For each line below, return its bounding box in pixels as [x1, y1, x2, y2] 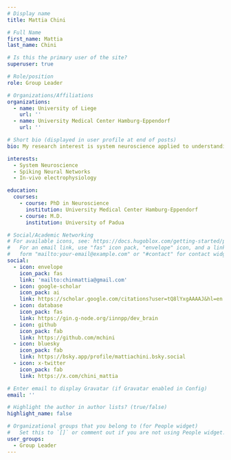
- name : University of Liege [13, 105, 97, 112]
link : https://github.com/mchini [19, 334, 115, 341]
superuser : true [7, 61, 54, 68]
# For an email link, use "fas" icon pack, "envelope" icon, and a [7, 244, 211, 252]
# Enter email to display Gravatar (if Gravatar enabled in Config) [7, 385, 208, 392]
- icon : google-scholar [13, 283, 81, 290]
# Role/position [7, 73, 54, 80]
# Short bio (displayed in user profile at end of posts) [7, 137, 177, 143]
